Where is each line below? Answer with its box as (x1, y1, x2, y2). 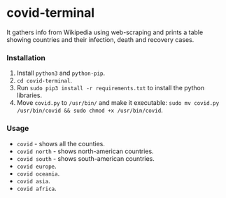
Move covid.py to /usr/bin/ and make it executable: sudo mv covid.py (16, 99, 220, 107)
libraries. (16, 91, 43, 99)
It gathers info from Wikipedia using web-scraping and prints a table (6, 28, 204, 36)
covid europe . (16, 162, 57, 170)
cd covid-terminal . (16, 76, 73, 85)
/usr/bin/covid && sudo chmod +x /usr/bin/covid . (16, 106, 164, 115)
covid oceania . (16, 169, 60, 178)
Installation (6, 52, 46, 62)
